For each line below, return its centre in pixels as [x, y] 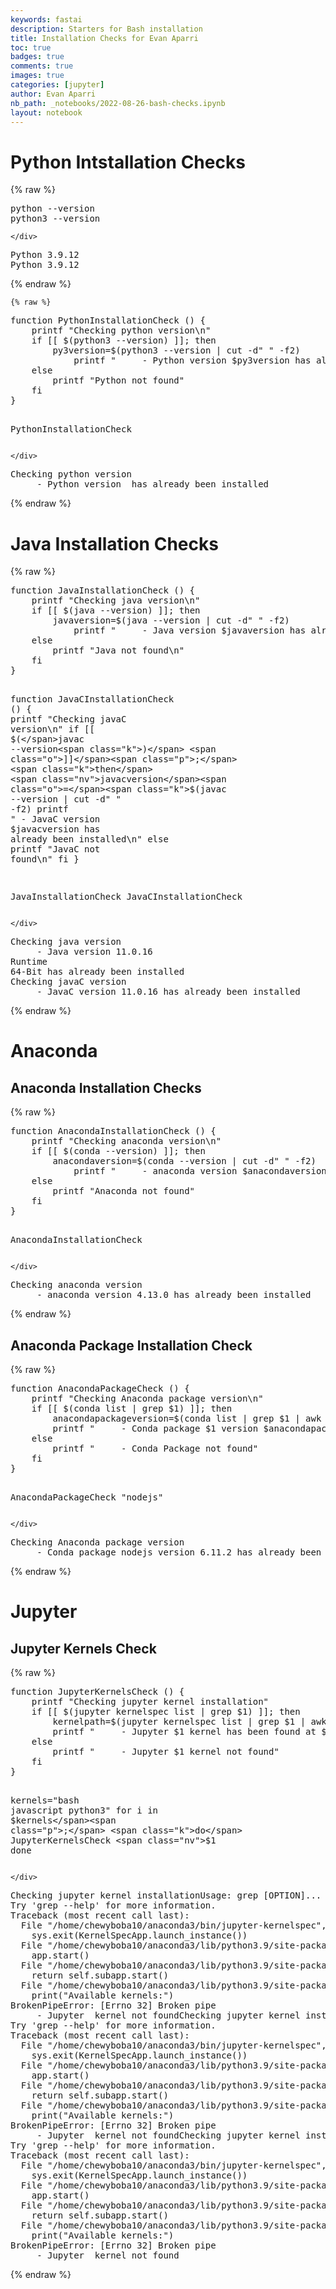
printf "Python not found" [118, 380]
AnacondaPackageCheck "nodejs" [87, 1497]
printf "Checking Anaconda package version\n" [147, 1399]
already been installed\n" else [89, 839]
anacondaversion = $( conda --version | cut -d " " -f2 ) [184, 1161]
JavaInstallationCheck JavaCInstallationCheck [126, 897]
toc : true [31, 47]
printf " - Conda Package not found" [155, 1449]
